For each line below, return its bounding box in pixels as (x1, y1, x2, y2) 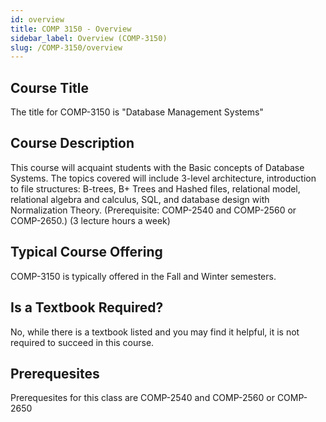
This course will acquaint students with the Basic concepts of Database (10, 161, 305, 173)
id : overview (10, 14, 65, 25)
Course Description (10, 135, 135, 152)
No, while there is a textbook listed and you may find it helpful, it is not (10, 326, 300, 338)
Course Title (10, 79, 89, 96)
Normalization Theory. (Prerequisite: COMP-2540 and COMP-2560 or (10, 204, 297, 216)
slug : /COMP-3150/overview (10, 42, 123, 53)
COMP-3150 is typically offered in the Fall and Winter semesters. (10, 270, 277, 282)
